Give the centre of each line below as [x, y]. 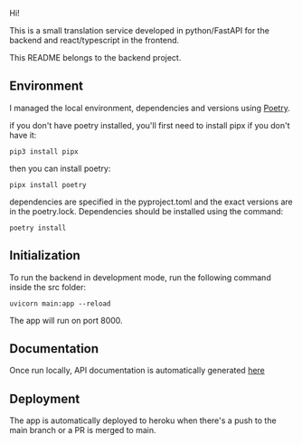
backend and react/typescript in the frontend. [94, 40]
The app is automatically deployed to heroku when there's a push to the [143, 420]
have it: [23, 135]
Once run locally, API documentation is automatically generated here [137, 371]
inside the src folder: [48, 287]
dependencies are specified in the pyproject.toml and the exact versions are [151, 202]
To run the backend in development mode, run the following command [140, 277]
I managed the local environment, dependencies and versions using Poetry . [150, 108]
